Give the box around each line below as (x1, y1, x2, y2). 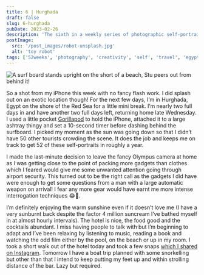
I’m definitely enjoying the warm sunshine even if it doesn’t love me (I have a (6, 204, 197, 211)
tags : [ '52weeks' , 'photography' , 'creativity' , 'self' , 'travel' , (6, 54, 181, 60)
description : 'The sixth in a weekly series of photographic (6, 32, 165, 38)
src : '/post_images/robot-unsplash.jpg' (12, 43, 115, 49)
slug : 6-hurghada (6, 20, 50, 26)
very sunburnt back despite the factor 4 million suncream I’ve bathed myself (6, 210, 197, 217)
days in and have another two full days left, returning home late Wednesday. (6, 109, 197, 116)
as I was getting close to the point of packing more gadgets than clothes (6, 159, 188, 166)
